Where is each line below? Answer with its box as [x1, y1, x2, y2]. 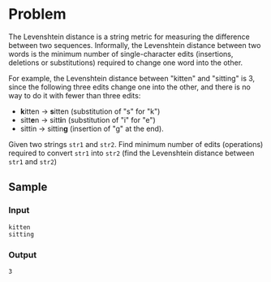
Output [8, 249, 37, 260]
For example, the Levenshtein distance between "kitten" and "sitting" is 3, [8, 73, 256, 83]
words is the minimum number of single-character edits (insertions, [8, 49, 234, 59]
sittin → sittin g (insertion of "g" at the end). [19, 124, 164, 133]
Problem [8, 5, 67, 24]
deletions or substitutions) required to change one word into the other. [8, 58, 243, 67]
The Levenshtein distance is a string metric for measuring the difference [8, 32, 250, 41]
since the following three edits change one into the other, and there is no [8, 82, 252, 92]
